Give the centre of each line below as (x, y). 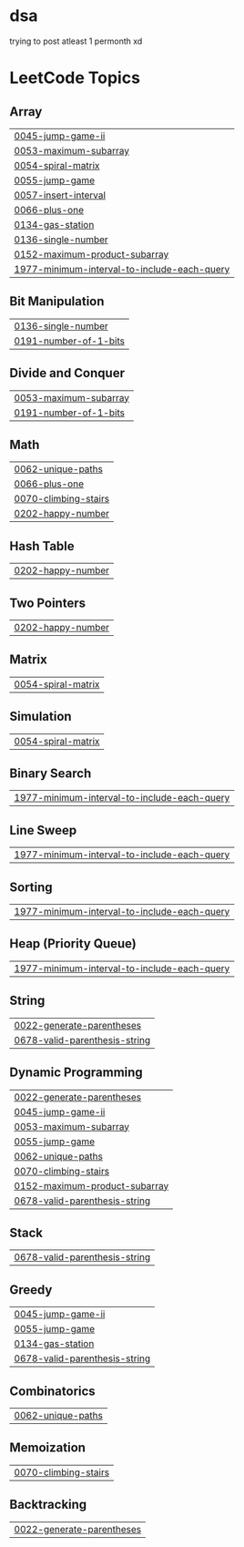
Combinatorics (52, 1391)
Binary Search (51, 774)
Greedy (31, 1290)
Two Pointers (48, 603)
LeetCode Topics (75, 78)
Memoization (48, 1448)
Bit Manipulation (57, 302)
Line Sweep (43, 830)
